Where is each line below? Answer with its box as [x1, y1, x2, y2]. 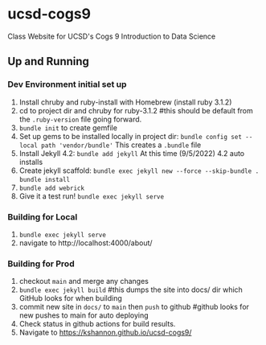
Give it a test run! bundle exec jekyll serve [18, 191, 165, 201]
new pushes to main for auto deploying [18, 310, 149, 320]
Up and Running [7, 55, 90, 68]
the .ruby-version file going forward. [18, 114, 142, 124]
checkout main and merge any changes [18, 277, 149, 286]
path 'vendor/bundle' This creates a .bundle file [40, 140, 202, 150]
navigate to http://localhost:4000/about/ [18, 238, 153, 248]
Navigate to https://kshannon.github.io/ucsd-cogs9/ [18, 327, 192, 338]
